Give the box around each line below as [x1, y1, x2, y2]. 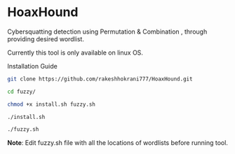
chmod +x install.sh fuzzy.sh [7, 101, 96, 108]
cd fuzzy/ [7, 88, 36, 95]
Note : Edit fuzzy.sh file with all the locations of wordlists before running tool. [7, 139, 228, 147]
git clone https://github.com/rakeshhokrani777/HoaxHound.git [7, 75, 193, 83]
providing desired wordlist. [7, 34, 84, 43]
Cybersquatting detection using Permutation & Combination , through [7, 27, 208, 36]
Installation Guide [7, 62, 58, 70]
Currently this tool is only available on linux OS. [7, 48, 144, 57]
